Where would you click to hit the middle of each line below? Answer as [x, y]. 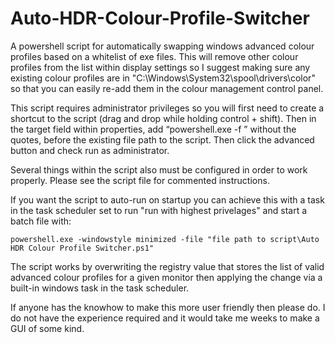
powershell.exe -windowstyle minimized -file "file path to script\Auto [165, 239]
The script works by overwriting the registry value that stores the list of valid [167, 266]
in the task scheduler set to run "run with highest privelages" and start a [159, 210]
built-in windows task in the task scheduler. [100, 288]
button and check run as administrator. [90, 150]
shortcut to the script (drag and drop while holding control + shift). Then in [163, 118]
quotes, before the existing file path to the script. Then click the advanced [162, 139]
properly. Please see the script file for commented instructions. [140, 180]
